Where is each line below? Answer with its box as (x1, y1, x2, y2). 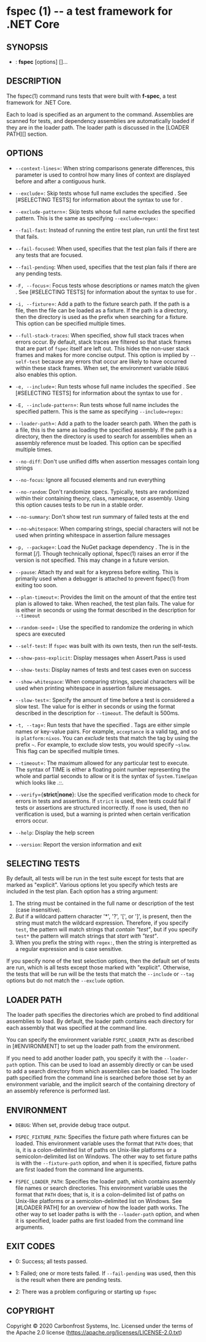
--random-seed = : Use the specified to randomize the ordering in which (15, 623, 194, 631)
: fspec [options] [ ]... (15, 58, 68, 65)
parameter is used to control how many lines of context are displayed (15, 171, 191, 178)
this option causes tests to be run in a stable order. (15, 501, 143, 508)
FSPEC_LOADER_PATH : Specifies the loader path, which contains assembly (15, 1178, 196, 1185)
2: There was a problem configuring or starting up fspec (15, 1288, 157, 1295)
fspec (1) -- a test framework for (6, 4, 173, 18)
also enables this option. (15, 371, 77, 378)
